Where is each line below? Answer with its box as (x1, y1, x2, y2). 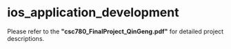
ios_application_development (7, 5, 179, 20)
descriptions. (7, 34, 45, 42)
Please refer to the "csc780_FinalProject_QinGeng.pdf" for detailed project (7, 27, 224, 35)
